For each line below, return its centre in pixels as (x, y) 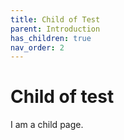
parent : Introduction (55, 29)
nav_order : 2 (37, 47)
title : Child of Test (55, 19)
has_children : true (51, 38)
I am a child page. (47, 125)
